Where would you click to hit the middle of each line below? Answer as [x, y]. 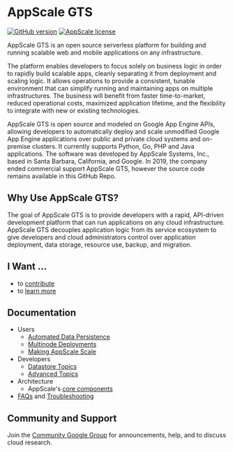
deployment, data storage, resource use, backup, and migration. [99, 245]
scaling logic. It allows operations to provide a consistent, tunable [101, 80]
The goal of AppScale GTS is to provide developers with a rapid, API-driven [116, 214]
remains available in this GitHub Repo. [62, 176]
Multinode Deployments [62, 344]
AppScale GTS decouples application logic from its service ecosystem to [112, 229]
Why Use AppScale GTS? [63, 198]
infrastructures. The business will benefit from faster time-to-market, [106, 96]
